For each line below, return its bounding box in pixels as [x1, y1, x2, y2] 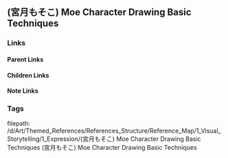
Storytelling [7, 135, 40, 143]
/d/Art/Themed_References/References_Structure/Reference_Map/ [7, 126, 197, 135]
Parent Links [7, 55, 44, 63]
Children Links [7, 71, 49, 79]
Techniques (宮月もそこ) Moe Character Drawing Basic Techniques [7, 144, 197, 152]
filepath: [7, 120, 31, 128]
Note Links [7, 87, 39, 95]
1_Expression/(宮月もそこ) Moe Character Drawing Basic [41, 135, 201, 143]
